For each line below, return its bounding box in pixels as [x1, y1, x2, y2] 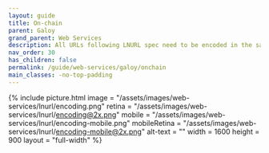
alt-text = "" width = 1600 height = [147, 127, 260, 136]
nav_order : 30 [8, 49, 56, 57]
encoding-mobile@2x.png [55, 127, 143, 136]
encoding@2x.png [55, 109, 117, 120]
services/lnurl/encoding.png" [8, 101, 106, 111]
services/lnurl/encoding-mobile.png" [8, 118, 130, 127]
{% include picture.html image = [8, 92, 114, 102]
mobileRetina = [131, 118, 182, 127]
